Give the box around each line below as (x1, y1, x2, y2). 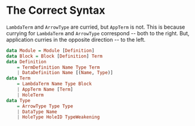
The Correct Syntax (6, 4, 106, 17)
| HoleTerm (17, 92, 44, 98)
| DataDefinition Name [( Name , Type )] (17, 70, 113, 76)
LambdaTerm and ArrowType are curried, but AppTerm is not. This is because (6, 23, 185, 30)
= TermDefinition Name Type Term (17, 64, 100, 70)
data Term (6, 75, 31, 81)
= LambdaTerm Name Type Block (17, 81, 92, 87)
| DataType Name (17, 109, 58, 115)
